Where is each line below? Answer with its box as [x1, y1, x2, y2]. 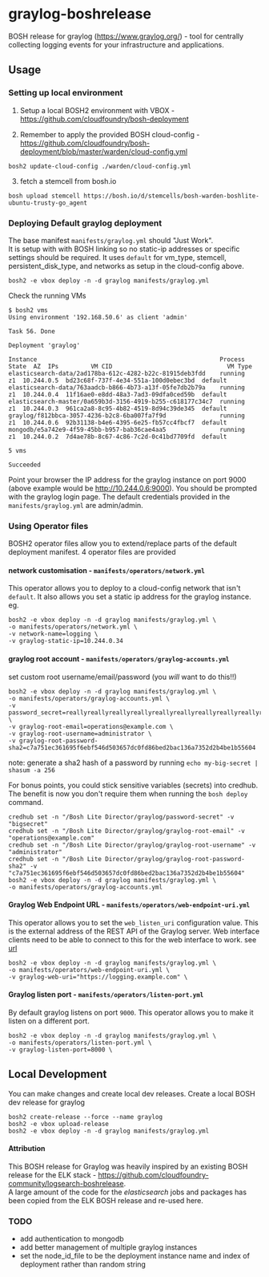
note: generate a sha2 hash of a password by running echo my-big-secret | [8, 758, 259, 767]
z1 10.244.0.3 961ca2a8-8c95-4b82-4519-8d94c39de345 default [8, 405, 227, 413]
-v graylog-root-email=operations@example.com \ [8, 722, 174, 730]
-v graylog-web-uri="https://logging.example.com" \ [8, 973, 188, 981]
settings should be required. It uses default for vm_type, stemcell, [8, 252, 227, 262]
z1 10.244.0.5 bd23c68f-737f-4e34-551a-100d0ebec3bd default [8, 376, 227, 384]
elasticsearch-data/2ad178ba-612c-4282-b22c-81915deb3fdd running [8, 369, 246, 377]
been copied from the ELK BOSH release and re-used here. [8, 1196, 204, 1206]
